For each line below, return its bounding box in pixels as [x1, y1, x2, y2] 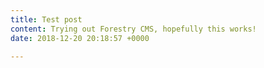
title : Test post [10, 14, 83, 25]
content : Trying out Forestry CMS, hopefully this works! [10, 24, 257, 34]
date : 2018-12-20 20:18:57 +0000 [10, 33, 150, 43]
